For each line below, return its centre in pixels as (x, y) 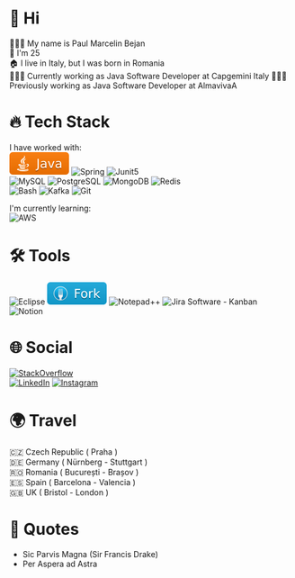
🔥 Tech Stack (60, 122)
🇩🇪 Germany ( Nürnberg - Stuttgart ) (79, 462)
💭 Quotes (44, 529)
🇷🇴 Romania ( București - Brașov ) (74, 472)
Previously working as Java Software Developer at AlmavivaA (123, 86)
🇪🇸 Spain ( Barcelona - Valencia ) (73, 482)
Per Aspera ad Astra (60, 564)
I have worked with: (46, 147)
